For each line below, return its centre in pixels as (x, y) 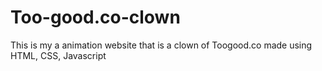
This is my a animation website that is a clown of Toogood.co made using (161, 45)
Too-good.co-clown (95, 17)
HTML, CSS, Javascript (58, 55)
